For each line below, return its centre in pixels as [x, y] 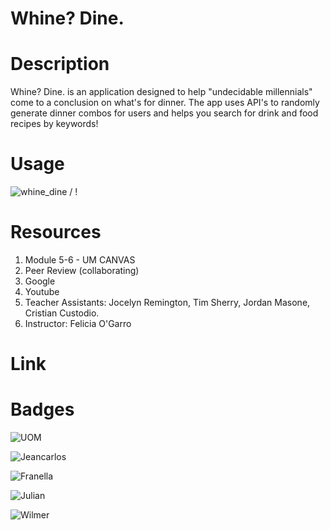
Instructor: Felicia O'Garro [78, 323]
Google [40, 281]
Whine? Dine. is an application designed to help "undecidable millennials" [161, 92]
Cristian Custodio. [62, 313]
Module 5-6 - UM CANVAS [80, 260]
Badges [42, 409]
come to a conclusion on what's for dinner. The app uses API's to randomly [165, 103]
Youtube [42, 291]
